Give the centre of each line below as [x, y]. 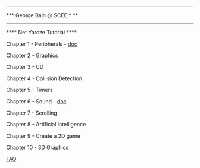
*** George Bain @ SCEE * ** [42, 15]
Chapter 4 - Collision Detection [44, 78]
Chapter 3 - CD [25, 67]
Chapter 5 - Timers [29, 90]
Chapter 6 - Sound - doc [36, 101]
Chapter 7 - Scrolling [32, 113]
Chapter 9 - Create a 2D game [43, 136]
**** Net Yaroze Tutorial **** [42, 32]
